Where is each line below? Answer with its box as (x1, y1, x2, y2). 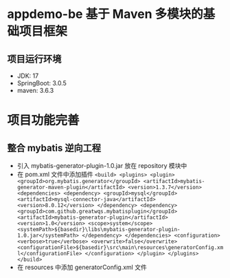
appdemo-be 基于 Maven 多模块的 (7, 6, 204, 22)
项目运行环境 (7, 53, 62, 65)
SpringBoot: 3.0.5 (16, 79, 67, 87)
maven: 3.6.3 (16, 87, 54, 94)
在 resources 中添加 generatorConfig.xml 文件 (16, 263, 148, 271)
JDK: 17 (16, 72, 39, 80)
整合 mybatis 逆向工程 (7, 142, 102, 153)
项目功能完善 (7, 113, 80, 128)
